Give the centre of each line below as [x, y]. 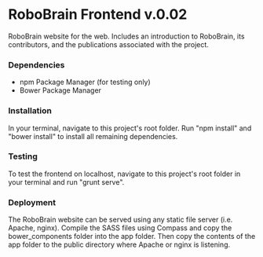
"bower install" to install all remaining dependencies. [93, 136]
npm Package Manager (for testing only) [85, 82]
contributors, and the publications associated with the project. [109, 44]
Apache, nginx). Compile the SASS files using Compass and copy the [120, 228]
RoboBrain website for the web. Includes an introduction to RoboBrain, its [126, 36]
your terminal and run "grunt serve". [66, 182]
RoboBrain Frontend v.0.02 [98, 15]
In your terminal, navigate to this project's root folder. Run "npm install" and [130, 128]
